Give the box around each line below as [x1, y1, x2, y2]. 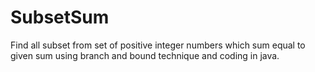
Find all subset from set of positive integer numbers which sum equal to [10, 39, 306, 51]
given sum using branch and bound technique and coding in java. [10, 49, 280, 61]
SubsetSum [10, 6, 110, 29]
